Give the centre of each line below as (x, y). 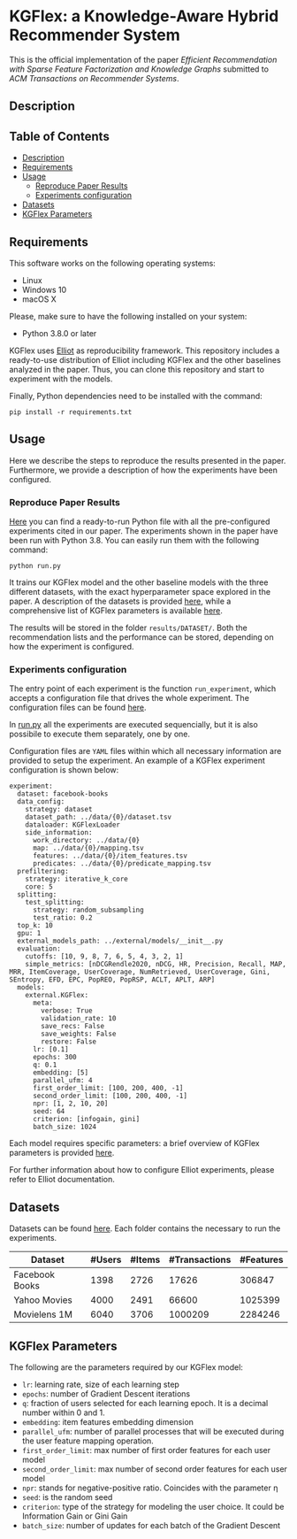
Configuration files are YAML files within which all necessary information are (145, 751)
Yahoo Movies (43, 1300)
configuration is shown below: (64, 770)
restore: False (69, 1042)
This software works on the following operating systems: (113, 263)
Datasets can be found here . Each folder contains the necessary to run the (145, 1228)
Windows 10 (44, 289)
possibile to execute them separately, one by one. (100, 734)
